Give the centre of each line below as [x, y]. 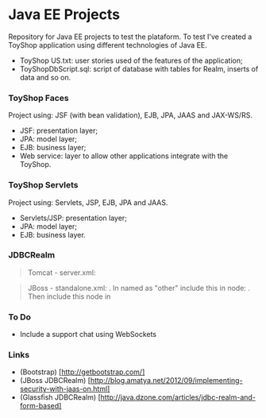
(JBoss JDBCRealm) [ [55, 381]
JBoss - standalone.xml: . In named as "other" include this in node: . [139, 288]
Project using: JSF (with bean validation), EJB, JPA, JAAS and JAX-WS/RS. [130, 115]
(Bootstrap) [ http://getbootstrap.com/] [82, 372]
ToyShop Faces [39, 98]
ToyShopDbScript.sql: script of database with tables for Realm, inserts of [139, 68]
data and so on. [45, 77]
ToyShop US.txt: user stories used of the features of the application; [131, 60]
